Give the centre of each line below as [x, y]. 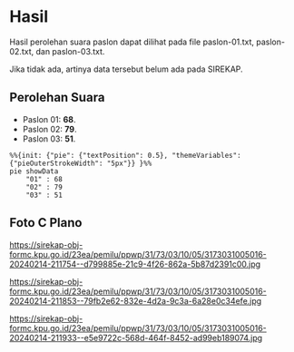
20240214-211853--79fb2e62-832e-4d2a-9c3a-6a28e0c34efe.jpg [136, 300]
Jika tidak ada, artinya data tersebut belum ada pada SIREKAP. [126, 69]
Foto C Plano [46, 223]
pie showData [34, 171]
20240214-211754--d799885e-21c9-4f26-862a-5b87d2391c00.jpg [135, 264]
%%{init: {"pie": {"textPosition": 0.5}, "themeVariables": [126, 155]
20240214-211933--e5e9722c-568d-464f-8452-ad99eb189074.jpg [136, 337]
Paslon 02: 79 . [49, 129]
